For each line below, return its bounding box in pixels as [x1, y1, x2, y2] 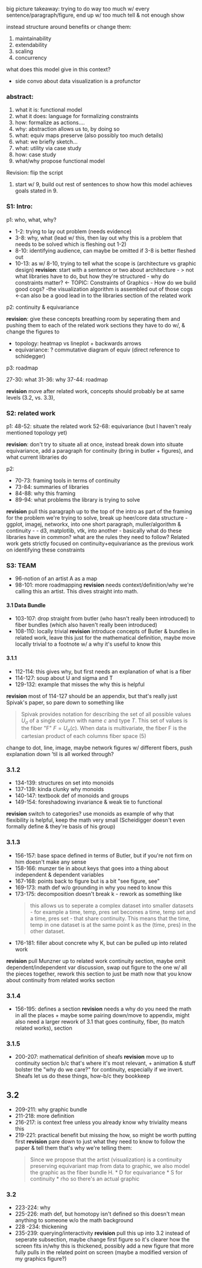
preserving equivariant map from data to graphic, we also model [30, 1162, 190, 1170]
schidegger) [14, 352, 46, 359]
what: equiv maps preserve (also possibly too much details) [14, 132, 164, 139]
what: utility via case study [14, 145, 81, 152]
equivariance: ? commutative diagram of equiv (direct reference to [14, 346, 180, 353]
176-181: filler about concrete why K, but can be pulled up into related [14, 939, 188, 946]
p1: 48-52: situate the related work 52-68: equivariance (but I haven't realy [6, 422, 192, 430]
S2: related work [6, 409, 56, 417]
